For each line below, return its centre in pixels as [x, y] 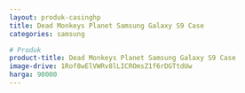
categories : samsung [47, 34]
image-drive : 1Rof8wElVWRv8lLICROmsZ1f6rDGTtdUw [101, 66]
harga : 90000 [33, 75]
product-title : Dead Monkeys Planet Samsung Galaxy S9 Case [123, 58]
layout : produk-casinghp [55, 17]
